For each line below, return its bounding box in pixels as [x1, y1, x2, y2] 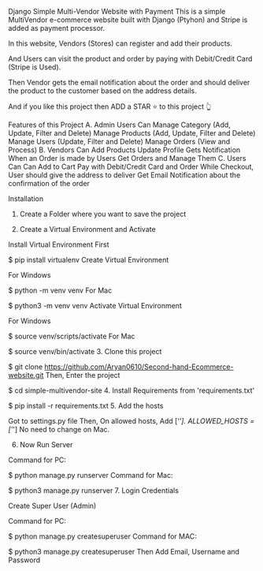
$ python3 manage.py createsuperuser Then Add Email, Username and [8, 547, 240, 556]
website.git [8, 371, 44, 379]
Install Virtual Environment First [8, 240, 109, 249]
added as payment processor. [8, 24, 106, 32]
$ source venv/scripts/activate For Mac [8, 331, 135, 341]
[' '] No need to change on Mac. [8, 425, 110, 434]
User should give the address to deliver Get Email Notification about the [8, 170, 241, 180]
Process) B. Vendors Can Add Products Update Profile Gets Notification [8, 145, 241, 155]
